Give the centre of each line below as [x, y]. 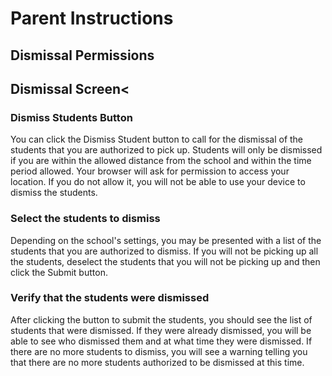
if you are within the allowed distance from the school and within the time [161, 161]
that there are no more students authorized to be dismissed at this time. [157, 362]
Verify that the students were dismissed [110, 298]
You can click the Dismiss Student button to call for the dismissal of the [157, 139]
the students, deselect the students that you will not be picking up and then [165, 261]
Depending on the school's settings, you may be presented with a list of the [166, 240]
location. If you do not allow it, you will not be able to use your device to [158, 182]
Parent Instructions [92, 18]
